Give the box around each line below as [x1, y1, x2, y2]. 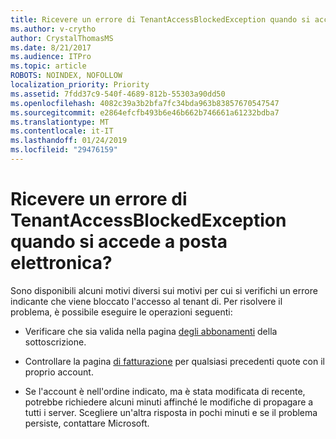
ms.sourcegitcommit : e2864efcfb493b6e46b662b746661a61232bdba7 [10, 107, 280, 118]
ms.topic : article [10, 61, 87, 71]
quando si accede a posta [10, 231, 228, 253]
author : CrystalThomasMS [10, 33, 114, 43]
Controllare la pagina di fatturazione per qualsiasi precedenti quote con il [24, 355, 325, 367]
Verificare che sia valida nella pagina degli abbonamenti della [24, 325, 278, 337]
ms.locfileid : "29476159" [10, 145, 118, 155]
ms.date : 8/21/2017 [10, 42, 92, 53]
